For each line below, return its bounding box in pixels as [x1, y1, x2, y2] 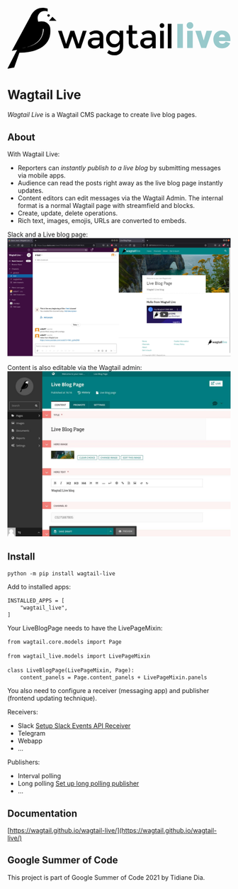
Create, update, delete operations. [17, 209, 118, 217]
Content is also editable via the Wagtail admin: [7, 364, 142, 372]
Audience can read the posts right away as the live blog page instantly [17, 178, 223, 187]
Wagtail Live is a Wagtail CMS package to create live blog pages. [7, 111, 197, 119]
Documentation [7, 807, 78, 819]
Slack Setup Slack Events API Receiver [17, 721, 131, 730]
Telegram [17, 729, 46, 738]
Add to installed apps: [7, 583, 71, 591]
